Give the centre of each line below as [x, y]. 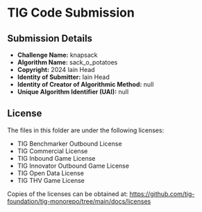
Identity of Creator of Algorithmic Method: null [85, 84]
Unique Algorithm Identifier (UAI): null [73, 92]
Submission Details [50, 38]
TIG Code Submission [71, 13]
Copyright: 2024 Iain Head [56, 70]
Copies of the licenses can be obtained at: [68, 194]
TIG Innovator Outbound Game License [73, 166]
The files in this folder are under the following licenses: [86, 130]
